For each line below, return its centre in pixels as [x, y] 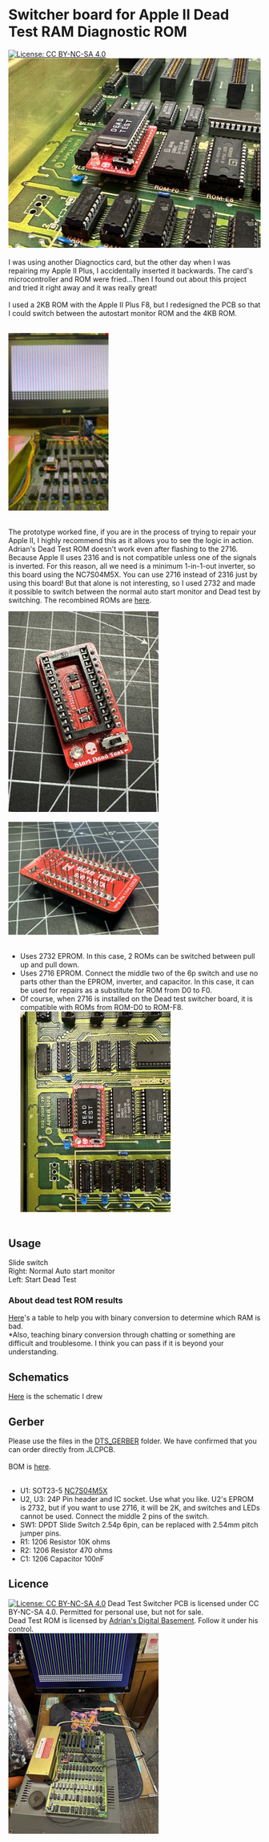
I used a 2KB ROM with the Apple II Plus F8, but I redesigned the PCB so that [134, 304]
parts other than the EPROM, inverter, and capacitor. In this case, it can [137, 982]
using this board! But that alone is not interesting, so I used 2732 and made [132, 583]
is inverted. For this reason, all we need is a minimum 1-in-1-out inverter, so [132, 566]
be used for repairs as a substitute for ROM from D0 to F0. [116, 990]
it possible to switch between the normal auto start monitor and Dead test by [134, 592]
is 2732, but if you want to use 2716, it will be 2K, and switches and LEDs [140, 1507]
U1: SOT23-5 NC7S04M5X [64, 1491]
